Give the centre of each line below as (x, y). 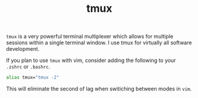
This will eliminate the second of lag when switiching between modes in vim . (99, 89)
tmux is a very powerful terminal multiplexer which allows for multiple (90, 36)
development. (23, 48)
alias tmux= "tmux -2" (33, 77)
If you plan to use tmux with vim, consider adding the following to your (91, 60)
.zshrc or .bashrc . (28, 66)
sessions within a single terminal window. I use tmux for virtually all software (99, 43)
